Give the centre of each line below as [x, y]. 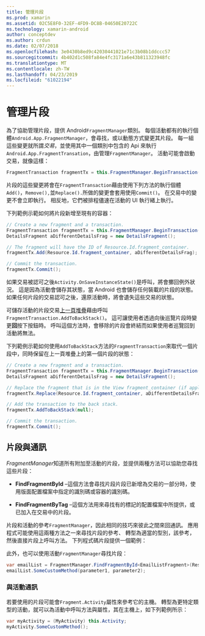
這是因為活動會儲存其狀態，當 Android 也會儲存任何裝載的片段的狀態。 [107, 290]
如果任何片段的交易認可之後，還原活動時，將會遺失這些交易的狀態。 [92, 298]
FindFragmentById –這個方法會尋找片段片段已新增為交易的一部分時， [103, 484]
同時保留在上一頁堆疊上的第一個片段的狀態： [78, 354]
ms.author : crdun [28, 40]
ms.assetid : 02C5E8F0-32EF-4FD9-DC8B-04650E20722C [72, 23]
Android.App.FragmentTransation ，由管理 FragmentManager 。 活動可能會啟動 [101, 153]
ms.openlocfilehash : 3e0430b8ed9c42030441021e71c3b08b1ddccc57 [88, 52]
